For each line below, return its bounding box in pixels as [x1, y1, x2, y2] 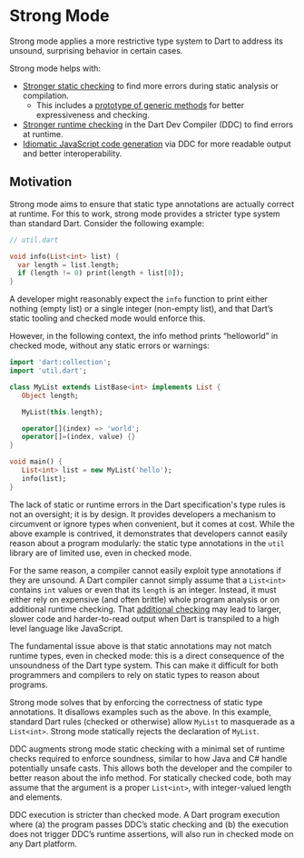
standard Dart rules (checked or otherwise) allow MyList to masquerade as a [9, 715, 295, 727]
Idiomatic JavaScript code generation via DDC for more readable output [22, 138, 292, 149]
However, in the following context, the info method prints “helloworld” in [9, 331, 279, 342]
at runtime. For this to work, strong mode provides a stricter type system [9, 208, 280, 219]
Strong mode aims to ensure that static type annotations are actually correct [9, 198, 295, 209]
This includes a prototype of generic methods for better [35, 99, 245, 110]
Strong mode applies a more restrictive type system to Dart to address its [9, 35, 284, 46]
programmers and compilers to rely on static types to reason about [9, 669, 260, 680]
